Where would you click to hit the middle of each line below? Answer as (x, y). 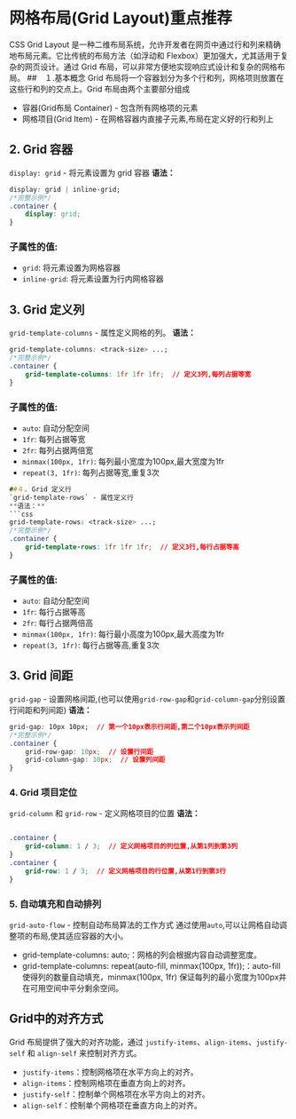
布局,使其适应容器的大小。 (80, 936)
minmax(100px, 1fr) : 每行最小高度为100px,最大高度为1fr (123, 634)
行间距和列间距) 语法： (51, 710)
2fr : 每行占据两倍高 (58, 623)
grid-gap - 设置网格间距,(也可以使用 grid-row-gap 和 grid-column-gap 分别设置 (148, 699)
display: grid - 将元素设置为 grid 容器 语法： (92, 172)
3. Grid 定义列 (47, 310)
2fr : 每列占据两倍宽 (58, 450)
